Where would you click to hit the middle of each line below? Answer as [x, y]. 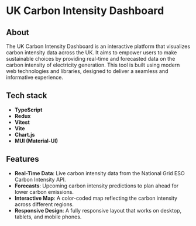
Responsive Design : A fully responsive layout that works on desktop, [98, 210]
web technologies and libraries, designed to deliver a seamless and [87, 71]
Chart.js [25, 134]
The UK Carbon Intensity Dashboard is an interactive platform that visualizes [98, 46]
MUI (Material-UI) [36, 141]
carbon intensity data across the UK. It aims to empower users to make [92, 53]
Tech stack [27, 95]
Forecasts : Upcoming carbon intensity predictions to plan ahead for [97, 186]
